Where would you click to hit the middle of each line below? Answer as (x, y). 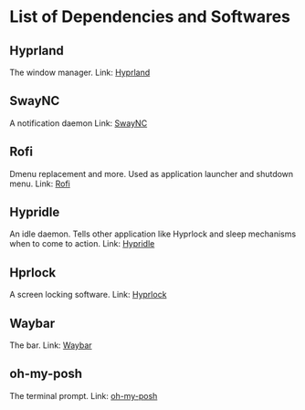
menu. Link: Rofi (40, 184)
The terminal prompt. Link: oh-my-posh (84, 395)
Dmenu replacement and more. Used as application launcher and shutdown (152, 173)
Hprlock (33, 273)
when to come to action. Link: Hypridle (82, 244)
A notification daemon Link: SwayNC (79, 123)
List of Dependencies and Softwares (150, 17)
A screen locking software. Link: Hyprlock (88, 295)
